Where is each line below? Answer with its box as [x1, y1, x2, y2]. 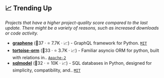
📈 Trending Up [5, 4, 52, 12]
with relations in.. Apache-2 [12, 54, 66, 60]
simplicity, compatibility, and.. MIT [12, 67, 81, 73]
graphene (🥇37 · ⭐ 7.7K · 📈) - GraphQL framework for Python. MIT [12, 40, 147, 46]
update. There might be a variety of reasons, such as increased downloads [5, 25, 159, 31]
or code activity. [5, 30, 39, 36]
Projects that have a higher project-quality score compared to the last [5, 19, 148, 26]
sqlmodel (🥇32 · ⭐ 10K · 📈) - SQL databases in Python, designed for [12, 60, 152, 66]
